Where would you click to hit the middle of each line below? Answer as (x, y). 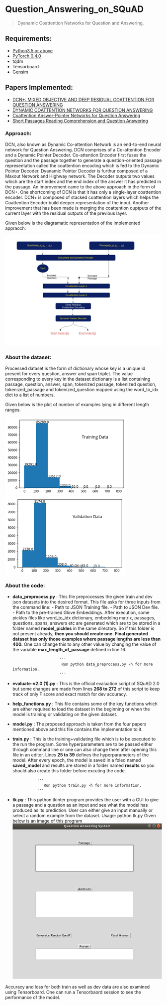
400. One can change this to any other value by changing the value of (84, 644)
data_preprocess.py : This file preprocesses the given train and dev (82, 596)
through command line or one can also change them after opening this (84, 749)
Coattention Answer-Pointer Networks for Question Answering (76, 115)
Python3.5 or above (33, 50)
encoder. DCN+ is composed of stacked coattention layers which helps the (82, 197)
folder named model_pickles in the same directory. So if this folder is (83, 628)
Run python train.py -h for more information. (93, 785)
